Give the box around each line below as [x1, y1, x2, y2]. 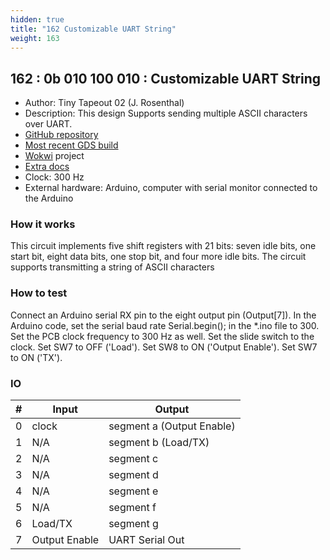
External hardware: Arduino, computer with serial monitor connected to [24, 182, 318, 194]
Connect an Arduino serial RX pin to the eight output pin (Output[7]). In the [10, 309, 317, 321]
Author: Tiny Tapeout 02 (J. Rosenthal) [24, 97, 185, 109]
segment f [108, 501, 157, 515]
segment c [108, 452, 159, 466]
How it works [10, 217, 76, 231]
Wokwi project [24, 150, 85, 162]
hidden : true [10, 14, 65, 25]
